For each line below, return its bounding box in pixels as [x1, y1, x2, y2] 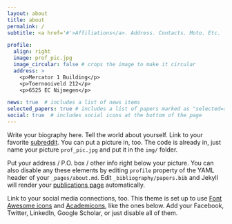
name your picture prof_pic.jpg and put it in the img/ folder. [7, 145, 178, 154]
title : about [7, 17, 45, 23]
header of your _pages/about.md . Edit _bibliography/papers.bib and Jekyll [7, 173, 219, 181]
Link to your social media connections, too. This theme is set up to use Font [7, 194, 222, 202]
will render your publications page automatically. [7, 181, 146, 189]
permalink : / [7, 23, 45, 30]
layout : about [7, 10, 48, 17]
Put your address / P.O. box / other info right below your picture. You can [7, 159, 214, 167]
